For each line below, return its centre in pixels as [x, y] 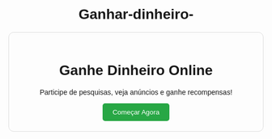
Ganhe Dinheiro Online [136, 71]
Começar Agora [136, 112]
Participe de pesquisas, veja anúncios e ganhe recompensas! [136, 92]
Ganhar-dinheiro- [136, 14]
